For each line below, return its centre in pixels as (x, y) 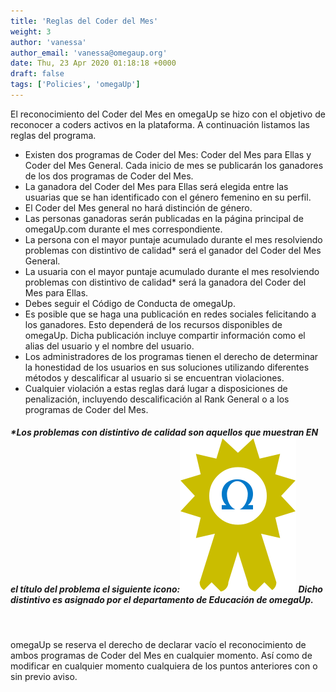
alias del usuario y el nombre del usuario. (109, 346)
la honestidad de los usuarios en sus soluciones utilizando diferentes (167, 367)
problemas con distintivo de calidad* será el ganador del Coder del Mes (173, 250)
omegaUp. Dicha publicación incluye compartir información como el (165, 335)
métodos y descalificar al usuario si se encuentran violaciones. (154, 377)
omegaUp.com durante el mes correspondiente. (123, 229)
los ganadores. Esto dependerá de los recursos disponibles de (153, 324)
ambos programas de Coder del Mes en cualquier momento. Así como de (161, 655)
